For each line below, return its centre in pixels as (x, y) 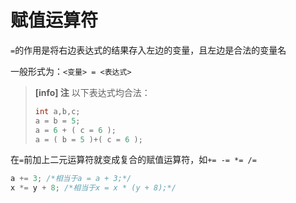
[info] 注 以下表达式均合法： (92, 92)
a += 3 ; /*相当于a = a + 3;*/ (71, 179)
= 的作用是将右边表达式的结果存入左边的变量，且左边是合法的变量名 (148, 50)
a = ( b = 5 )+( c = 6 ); (88, 139)
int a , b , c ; (57, 111)
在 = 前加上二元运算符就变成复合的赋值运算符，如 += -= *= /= (133, 160)
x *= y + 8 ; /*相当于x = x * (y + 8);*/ (93, 188)
